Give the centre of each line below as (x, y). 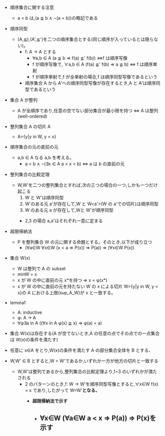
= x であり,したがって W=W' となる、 (62, 390)
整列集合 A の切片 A (30, 126)
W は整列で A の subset (41, 269)
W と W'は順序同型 (44, 197)
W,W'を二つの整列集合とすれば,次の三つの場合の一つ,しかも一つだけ (87, 185)
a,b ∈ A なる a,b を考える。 (45, 157)
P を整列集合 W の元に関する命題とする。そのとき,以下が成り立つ (85, 242)
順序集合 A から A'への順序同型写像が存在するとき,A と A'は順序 (90, 83)
